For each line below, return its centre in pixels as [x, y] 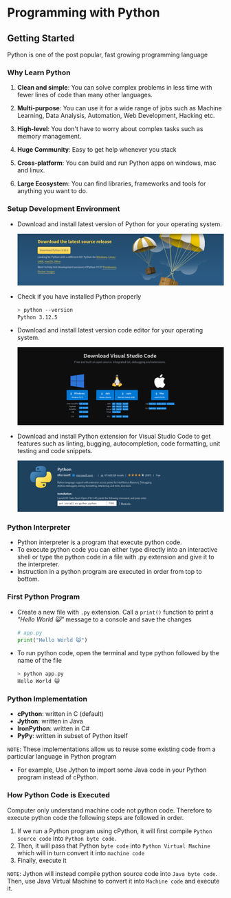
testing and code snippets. [55, 451]
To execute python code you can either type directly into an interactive [117, 550]
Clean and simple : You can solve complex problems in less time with [114, 88]
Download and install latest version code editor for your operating [110, 330]
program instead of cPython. [57, 777]
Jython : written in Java [50, 721]
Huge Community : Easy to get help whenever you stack [97, 150]
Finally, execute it [42, 860]
